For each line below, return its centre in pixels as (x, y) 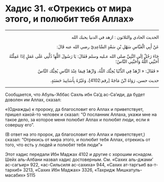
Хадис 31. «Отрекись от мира (68, 9)
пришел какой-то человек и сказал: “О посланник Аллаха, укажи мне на (81, 114)
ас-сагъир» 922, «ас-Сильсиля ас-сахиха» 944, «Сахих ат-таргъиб (76, 164)
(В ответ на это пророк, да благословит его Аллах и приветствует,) (75, 134)
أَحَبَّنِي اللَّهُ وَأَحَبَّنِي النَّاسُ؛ (137, 61)
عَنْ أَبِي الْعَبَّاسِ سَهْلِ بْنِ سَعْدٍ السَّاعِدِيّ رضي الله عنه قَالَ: (108, 47)
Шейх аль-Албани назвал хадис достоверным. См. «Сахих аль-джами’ (79, 159)
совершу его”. (20, 125)
